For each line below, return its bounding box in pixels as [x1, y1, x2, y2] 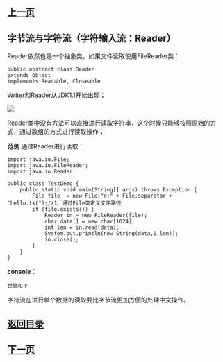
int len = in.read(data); [44, 224, 119, 231]
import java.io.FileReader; [7, 162, 89, 169]
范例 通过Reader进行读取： [7, 142, 85, 150]
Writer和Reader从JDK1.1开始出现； [7, 91, 106, 99]
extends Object [7, 72, 51, 79]
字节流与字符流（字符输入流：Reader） [7, 32, 176, 44]
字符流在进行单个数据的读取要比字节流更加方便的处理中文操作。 [7, 295, 190, 304]
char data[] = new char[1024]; [44, 218, 135, 225]
